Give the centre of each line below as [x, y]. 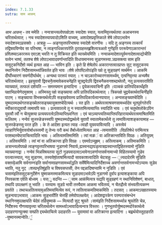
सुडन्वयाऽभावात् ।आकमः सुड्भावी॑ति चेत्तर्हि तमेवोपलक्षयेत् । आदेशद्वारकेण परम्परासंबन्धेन [70, 195]
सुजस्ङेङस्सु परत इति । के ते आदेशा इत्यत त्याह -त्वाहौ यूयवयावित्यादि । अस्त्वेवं [66, 124]
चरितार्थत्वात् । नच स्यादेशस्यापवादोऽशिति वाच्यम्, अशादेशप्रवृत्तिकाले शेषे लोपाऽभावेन [67, 37]
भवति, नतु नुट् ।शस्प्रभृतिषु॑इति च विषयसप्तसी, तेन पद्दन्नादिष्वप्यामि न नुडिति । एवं [65, 168]
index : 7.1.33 [19, 9]
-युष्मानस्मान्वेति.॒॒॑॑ [19, 217]
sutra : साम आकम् [20, 14]
